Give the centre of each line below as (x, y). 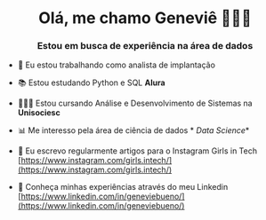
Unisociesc (39, 113)
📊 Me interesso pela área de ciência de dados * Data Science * (133, 130)
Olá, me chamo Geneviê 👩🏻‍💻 (145, 18)
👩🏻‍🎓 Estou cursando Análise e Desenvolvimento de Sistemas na (135, 103)
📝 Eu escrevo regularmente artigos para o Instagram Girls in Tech (137, 151)
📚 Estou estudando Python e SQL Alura (92, 82)
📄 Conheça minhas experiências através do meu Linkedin (123, 187)
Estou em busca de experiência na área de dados (145, 46)
